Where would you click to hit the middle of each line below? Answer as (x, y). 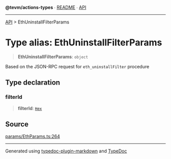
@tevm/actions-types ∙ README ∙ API (46, 7)
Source (17, 124)
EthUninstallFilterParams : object (53, 57)
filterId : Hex (30, 108)
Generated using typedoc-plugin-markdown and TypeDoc (66, 151)
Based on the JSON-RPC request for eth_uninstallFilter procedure (77, 66)
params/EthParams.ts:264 (33, 137)
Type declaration (33, 83)
